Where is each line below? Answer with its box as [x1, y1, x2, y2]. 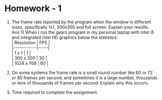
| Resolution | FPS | [11, 39, 50, 45]
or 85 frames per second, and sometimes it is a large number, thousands [11, 75, 158, 81]
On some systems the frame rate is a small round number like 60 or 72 [11, 69, 153, 75]
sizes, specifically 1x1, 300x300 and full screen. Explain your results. [11, 24, 149, 30]
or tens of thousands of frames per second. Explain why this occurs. [11, 80, 149, 85]
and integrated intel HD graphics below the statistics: [11, 34, 118, 40]
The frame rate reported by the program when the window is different [11, 19, 151, 25]
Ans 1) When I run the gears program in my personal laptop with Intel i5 [11, 29, 154, 35]
